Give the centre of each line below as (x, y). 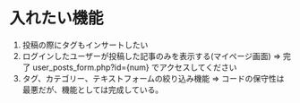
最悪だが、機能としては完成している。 (93, 90)
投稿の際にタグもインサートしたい (85, 45)
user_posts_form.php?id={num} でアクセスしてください (135, 67)
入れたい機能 (57, 18)
